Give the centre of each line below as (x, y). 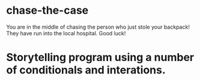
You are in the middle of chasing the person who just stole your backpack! (98, 27)
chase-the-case (47, 10)
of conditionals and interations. (86, 70)
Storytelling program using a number (100, 58)
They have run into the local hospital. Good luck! (66, 33)
